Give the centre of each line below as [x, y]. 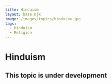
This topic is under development [56, 75]
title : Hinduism [22, 10]
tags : [11, 23]
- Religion [21, 33]
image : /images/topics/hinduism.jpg [43, 19]
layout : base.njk [23, 14]
